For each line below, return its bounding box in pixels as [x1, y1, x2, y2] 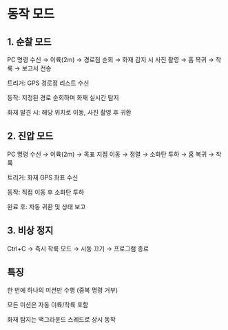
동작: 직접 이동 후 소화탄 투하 [7, 188, 85, 196]
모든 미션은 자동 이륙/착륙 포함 [7, 301, 89, 309]
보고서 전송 [21, 64, 52, 72]
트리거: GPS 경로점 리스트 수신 [7, 79, 90, 87]
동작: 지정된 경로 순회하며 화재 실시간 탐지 [7, 94, 119, 101]
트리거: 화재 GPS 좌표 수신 [7, 173, 79, 182]
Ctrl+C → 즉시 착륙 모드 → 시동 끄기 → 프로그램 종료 [7, 244, 149, 253]
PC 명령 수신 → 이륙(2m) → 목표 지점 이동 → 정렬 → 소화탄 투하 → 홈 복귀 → [7, 150, 215, 158]
